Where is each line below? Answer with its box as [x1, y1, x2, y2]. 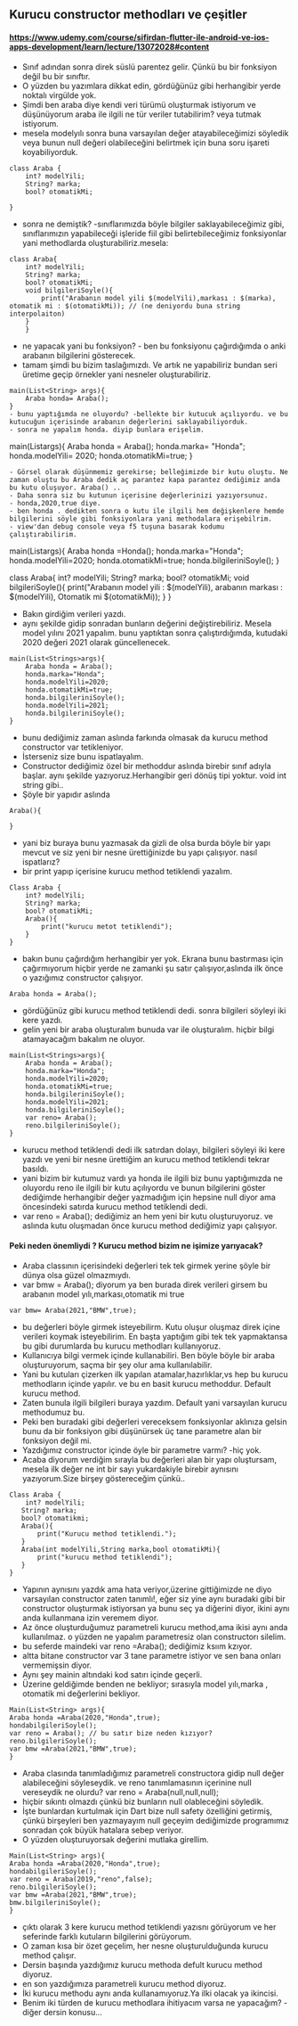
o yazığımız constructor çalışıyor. [21, 972, 144, 983]
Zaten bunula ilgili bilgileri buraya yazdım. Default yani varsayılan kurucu [21, 1397, 287, 1407]
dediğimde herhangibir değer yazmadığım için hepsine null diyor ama [21, 1192, 276, 1202]
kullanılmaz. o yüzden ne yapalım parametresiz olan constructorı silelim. [21, 1631, 286, 1642]
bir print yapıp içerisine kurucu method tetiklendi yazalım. [21, 865, 233, 876]
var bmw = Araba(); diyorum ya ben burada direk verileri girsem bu [21, 1279, 268, 1290]
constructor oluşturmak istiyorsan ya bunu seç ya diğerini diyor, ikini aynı [21, 1603, 290, 1613]
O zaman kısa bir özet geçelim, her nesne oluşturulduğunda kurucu [21, 1940, 269, 1951]
